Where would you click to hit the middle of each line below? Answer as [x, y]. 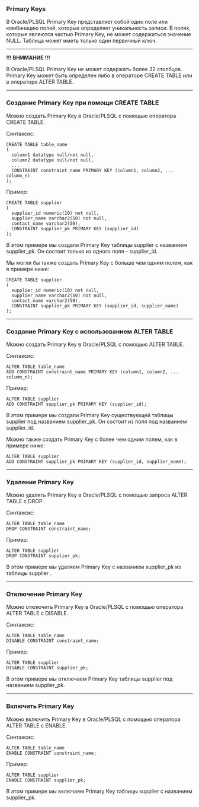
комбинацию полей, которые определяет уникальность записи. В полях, [98, 28]
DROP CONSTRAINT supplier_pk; [44, 556]
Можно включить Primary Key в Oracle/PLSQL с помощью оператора [93, 719]
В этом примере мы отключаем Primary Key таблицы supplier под [89, 679]
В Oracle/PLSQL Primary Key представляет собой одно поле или [87, 22]
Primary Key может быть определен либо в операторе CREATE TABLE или [99, 75]
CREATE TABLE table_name [37, 144]
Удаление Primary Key [40, 482]
